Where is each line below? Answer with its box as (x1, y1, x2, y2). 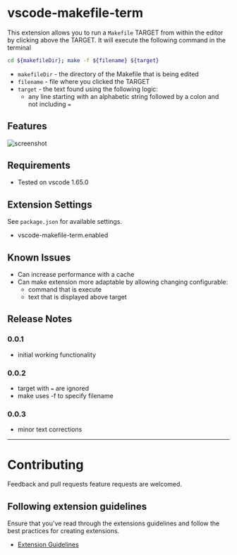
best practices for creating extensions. (7, 527, 120, 535)
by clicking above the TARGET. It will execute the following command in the (7, 35, 226, 44)
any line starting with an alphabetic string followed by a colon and (28, 92, 219, 100)
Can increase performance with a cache (17, 270, 135, 279)
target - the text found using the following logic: (17, 85, 159, 93)
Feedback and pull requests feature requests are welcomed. (7, 480, 182, 489)
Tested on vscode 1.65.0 (17, 178, 89, 186)
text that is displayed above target (28, 293, 127, 302)
